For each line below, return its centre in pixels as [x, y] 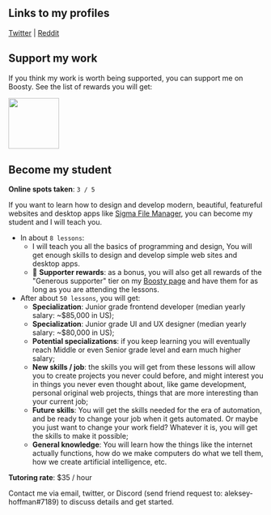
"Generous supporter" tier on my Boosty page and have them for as [145, 281]
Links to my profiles [59, 13]
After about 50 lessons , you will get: [80, 298]
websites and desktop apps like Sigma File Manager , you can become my [131, 213]
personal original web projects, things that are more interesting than [145, 393]
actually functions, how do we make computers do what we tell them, [148, 453]
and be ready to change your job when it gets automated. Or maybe [145, 419]
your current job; [60, 401]
